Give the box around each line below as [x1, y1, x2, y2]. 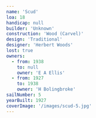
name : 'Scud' [6, 8, 39, 15]
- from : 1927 [11, 75, 44, 81]
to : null [17, 64, 39, 70]
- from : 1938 [11, 58, 44, 64]
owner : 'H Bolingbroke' [17, 86, 76, 92]
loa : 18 [6, 14, 26, 20]
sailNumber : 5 [6, 92, 42, 98]
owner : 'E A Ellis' [17, 70, 66, 76]
